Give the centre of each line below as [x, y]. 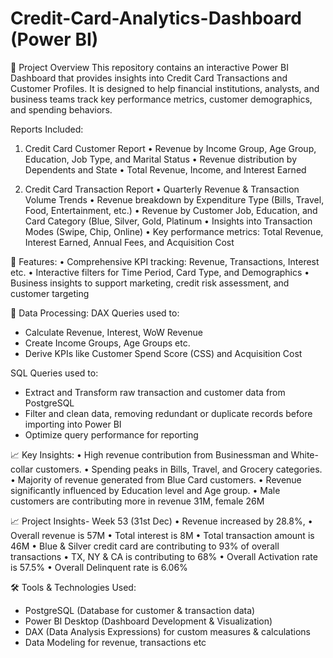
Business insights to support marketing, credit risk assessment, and [150, 283]
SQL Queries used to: [54, 373]
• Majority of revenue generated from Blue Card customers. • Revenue [156, 479]
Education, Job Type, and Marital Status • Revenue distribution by [160, 159]
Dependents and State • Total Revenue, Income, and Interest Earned [165, 169]
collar [22, 469]
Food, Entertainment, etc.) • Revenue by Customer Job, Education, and [171, 210]
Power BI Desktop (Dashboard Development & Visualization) [148, 621]
